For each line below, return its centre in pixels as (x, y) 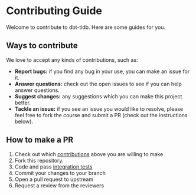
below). (24, 121)
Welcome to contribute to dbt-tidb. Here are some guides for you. (86, 27)
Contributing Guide (54, 11)
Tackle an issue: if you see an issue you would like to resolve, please (99, 109)
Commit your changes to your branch (60, 173)
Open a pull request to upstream (54, 179)
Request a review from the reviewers (59, 185)
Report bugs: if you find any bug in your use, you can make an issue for (102, 71)
